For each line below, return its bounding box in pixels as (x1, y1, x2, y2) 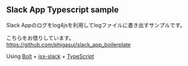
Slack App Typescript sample (6, 5, 119, 15)
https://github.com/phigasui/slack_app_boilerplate (6, 41, 131, 48)
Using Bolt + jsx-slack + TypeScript (6, 52, 95, 59)
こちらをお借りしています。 (6, 34, 75, 41)
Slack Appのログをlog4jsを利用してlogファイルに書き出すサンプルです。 (6, 21, 186, 29)
